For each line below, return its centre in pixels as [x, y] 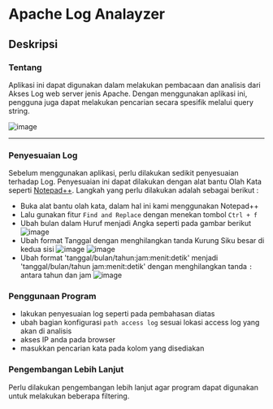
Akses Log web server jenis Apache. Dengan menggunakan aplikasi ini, [128, 94]
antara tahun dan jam [56, 275]
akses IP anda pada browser [68, 340]
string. [19, 111]
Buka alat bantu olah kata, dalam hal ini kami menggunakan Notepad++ [139, 206]
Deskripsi [33, 44]
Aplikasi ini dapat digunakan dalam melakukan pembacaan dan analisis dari [135, 85]
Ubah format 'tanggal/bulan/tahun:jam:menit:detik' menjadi [119, 258]
